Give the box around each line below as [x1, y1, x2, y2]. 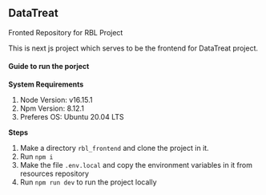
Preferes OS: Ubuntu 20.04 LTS [19, 112, 124, 122]
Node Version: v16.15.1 [19, 95, 93, 105]
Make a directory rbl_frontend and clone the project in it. [19, 144, 210, 153]
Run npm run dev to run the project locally [19, 177, 158, 187]
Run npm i [19, 152, 54, 161]
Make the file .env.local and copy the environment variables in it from [19, 160, 252, 170]
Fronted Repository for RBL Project [8, 27, 123, 37]
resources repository [19, 169, 90, 179]
